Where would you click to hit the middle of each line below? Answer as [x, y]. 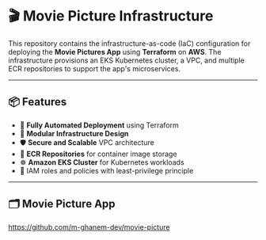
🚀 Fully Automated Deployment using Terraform [99, 125]
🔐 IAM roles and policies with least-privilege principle [106, 170]
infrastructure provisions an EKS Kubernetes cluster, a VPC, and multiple [127, 60]
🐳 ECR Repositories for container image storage [98, 154]
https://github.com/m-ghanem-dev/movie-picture [89, 227]
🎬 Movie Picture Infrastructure [111, 16]
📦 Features [38, 102]
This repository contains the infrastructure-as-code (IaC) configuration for [129, 43]
